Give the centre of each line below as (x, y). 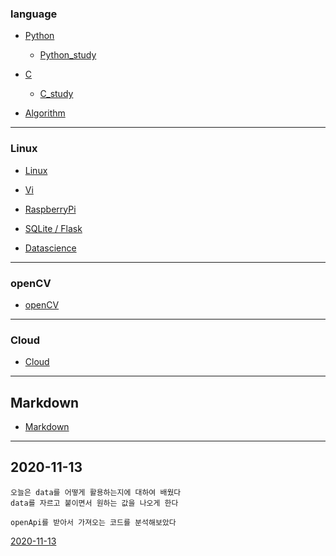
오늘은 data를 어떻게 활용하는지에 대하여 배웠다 (96, 492)
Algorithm (45, 113)
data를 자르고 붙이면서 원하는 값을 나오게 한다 (94, 503)
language (34, 14)
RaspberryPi (50, 209)
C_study (56, 94)
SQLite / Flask (53, 228)
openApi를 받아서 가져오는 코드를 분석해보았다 (93, 522)
